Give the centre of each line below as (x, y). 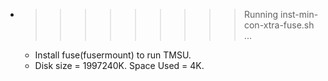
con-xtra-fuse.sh (279, 25)
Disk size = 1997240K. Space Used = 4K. (119, 65)
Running (261, 14)
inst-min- (299, 14)
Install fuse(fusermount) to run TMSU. (113, 55)
